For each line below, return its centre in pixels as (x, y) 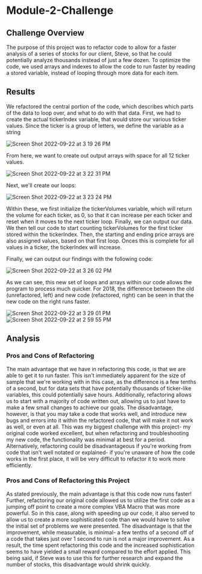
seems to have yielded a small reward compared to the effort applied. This (99, 551)
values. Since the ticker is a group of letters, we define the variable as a (95, 126)
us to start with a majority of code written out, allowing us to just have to (96, 401)
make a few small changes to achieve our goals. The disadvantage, (90, 407)
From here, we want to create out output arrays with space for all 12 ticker (98, 155)
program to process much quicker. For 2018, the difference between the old (100, 289)
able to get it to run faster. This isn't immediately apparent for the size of (96, 375)
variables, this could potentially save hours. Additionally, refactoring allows (99, 394)
